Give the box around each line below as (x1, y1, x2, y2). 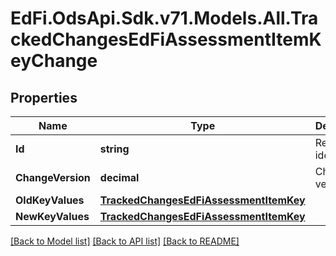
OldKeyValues (15, 193, 85, 207)
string (99, 142, 130, 156)
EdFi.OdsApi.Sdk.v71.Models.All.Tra (10, 7, 319, 30)
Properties (10, 89, 78, 106)
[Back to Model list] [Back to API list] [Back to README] (10, 235, 240, 247)
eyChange (10, 50, 98, 72)
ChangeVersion (15, 171, 91, 184)
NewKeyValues (15, 210, 90, 223)
